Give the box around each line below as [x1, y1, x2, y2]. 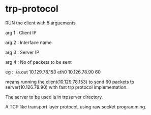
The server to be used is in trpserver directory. [5, 94, 103, 100]
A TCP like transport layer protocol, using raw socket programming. [5, 103, 146, 109]
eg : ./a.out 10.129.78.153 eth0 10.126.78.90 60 [5, 69, 101, 75]
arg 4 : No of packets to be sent [5, 59, 72, 65]
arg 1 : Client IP [5, 29, 37, 35]
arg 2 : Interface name [5, 39, 52, 46]
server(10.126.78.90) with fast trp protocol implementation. [5, 84, 128, 90]
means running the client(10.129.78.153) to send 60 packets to [5, 79, 135, 85]
